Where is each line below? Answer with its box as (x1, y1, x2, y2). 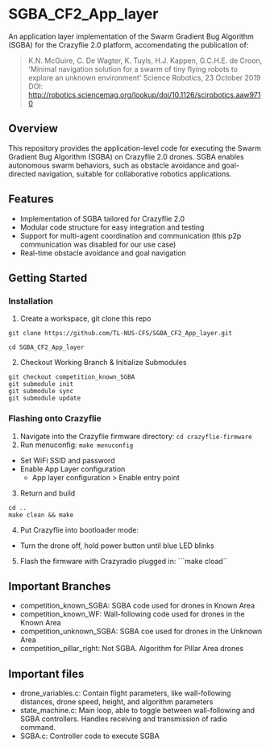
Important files (8, 666, 85, 681)
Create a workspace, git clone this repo (19, 313, 152, 323)
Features (8, 193, 54, 206)
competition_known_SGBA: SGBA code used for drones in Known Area (19, 601, 255, 611)
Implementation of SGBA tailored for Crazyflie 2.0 (19, 214, 185, 223)
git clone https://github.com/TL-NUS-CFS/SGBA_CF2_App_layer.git (8, 330, 232, 338)
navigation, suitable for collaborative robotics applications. (37, 168, 232, 178)
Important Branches (8, 579, 111, 593)
